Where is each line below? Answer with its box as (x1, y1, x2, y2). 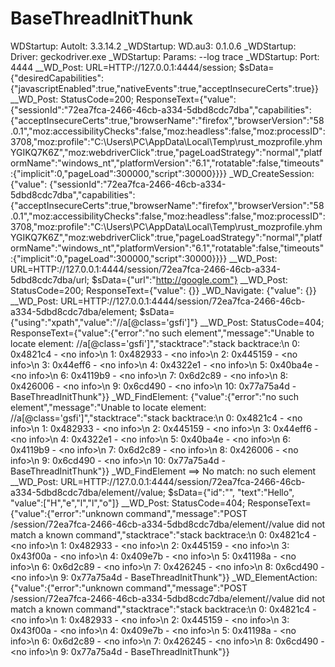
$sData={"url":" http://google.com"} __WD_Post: (91, 273, 288, 286)
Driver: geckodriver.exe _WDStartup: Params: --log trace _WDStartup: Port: (10, 50, 320, 62)
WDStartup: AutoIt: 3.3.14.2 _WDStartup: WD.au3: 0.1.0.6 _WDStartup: (10, 40, 297, 52)
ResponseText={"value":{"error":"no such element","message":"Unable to (10, 327, 315, 339)
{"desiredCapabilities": (10, 72, 105, 84)
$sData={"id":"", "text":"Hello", (168, 486, 295, 498)
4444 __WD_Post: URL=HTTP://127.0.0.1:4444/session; (10, 61, 237, 73)
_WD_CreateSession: (229, 167, 315, 179)
